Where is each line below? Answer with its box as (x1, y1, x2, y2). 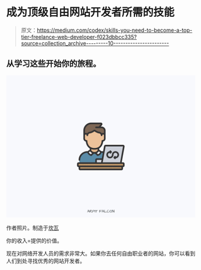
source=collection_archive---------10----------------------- (20, 40, 169, 47)
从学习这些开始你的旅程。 (6, 58, 101, 69)
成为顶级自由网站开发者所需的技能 (6, 5, 175, 19)
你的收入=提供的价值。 (6, 237, 63, 244)
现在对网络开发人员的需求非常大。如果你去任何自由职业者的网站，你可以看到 (6, 250, 196, 257)
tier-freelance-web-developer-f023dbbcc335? (20, 33, 137, 40)
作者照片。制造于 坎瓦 (6, 224, 59, 232)
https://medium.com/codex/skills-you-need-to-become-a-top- (37, 26, 193, 34)
